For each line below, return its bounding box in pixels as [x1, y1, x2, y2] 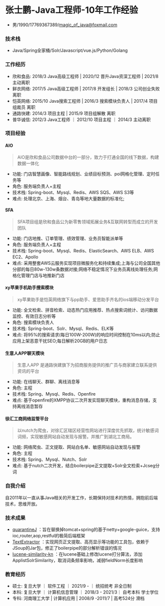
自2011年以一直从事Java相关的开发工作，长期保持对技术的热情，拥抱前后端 [5, 494, 158, 500]
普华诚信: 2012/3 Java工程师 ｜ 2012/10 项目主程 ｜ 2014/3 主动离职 [12, 117, 151, 122]
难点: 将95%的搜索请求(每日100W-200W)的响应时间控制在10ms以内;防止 [12, 332, 161, 338]
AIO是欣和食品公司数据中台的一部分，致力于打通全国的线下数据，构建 [17, 154, 159, 160]
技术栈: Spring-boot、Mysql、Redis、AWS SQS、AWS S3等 [12, 189, 134, 195]
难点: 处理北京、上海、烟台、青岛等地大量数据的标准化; [12, 196, 124, 202]
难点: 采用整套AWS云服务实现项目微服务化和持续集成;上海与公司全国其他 [12, 260, 161, 266]
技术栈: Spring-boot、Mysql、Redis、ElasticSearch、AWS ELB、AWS [12, 247, 154, 253]
